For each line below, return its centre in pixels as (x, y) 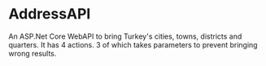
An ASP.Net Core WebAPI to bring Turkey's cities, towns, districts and (125, 36)
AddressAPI (50, 14)
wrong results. (33, 53)
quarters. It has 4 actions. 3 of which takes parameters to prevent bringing (133, 44)
